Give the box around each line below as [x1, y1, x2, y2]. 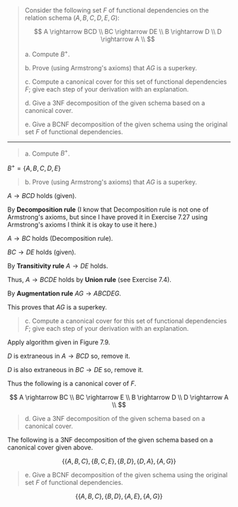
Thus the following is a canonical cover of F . [7, 379, 137, 388]
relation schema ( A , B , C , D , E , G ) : [24, 13, 120, 22]
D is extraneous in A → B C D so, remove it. [7, 351, 131, 360]
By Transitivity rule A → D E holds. [7, 261, 108, 270]
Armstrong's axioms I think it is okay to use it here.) [7, 220, 157, 229]
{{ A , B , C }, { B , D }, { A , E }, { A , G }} [75, 491, 163, 500]
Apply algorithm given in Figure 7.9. [7, 337, 110, 347]
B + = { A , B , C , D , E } [7, 163, 62, 173]
